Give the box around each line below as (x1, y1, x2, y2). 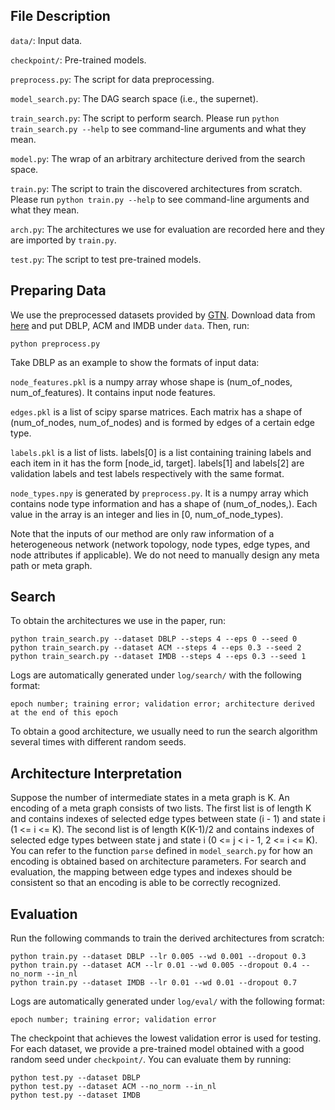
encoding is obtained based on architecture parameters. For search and (10, 855, 307, 868)
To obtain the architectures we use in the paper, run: (10, 615, 227, 627)
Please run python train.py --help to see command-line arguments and (10, 193, 310, 205)
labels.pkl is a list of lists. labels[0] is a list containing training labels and (10, 446, 312, 458)
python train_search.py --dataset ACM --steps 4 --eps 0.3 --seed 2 (10, 643, 302, 653)
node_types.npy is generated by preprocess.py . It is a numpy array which (10, 487, 309, 499)
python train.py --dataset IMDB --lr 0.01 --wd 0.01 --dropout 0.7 (10, 978, 298, 988)
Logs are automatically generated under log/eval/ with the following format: (10, 995, 325, 1008)
